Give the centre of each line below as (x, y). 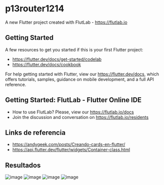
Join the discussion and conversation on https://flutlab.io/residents (81, 117)
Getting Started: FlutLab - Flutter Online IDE (73, 100)
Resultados (23, 165)
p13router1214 (35, 9)
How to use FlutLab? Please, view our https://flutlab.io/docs (73, 112)
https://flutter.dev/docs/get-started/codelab (57, 59)
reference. (16, 84)
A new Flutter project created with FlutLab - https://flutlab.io (66, 22)
